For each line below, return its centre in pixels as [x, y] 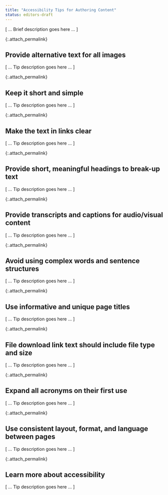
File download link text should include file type [80, 345]
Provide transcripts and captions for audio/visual [84, 215]
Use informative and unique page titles [68, 307]
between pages [30, 437]
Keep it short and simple [44, 93]
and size [19, 353]
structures [22, 269]
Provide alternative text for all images [66, 55]
